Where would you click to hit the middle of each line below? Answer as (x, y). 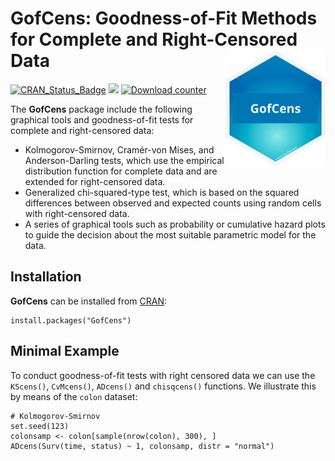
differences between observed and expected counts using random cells (173, 203)
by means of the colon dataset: (74, 396)
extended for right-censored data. (95, 181)
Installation (46, 277)
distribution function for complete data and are (121, 171)
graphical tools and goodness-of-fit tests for (102, 119)
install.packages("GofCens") (71, 320)
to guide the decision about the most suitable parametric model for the (170, 234)
